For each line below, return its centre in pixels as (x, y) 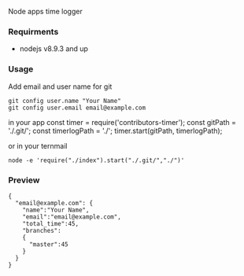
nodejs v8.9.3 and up (54, 49)
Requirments (33, 31)
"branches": (42, 230)
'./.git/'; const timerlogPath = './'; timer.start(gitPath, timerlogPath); (115, 131)
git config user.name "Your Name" (65, 101)
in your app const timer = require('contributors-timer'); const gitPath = (122, 122)
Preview (24, 180)
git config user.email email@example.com (77, 108)
